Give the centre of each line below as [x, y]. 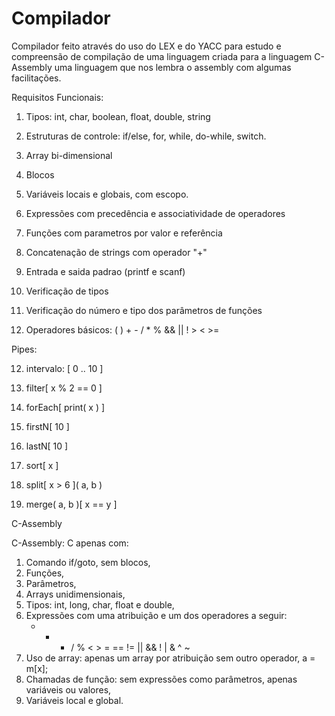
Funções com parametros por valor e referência [124, 233]
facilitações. [36, 78]
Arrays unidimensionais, [75, 594]
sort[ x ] [42, 465]
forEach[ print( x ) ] [65, 407]
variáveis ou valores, [68, 689]
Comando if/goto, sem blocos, [88, 562]
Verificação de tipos [67, 291]
